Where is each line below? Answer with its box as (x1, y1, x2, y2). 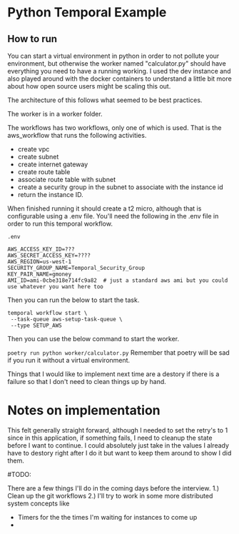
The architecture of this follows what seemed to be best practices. (7, 96, 203, 104)
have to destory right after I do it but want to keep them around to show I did (7, 448, 232, 457)
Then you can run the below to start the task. (7, 296, 140, 304)
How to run (7, 33, 58, 45)
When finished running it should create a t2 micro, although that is (7, 204, 202, 213)
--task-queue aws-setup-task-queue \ (10, 316, 123, 323)
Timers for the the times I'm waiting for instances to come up (17, 513, 198, 521)
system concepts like (7, 499, 70, 508)
